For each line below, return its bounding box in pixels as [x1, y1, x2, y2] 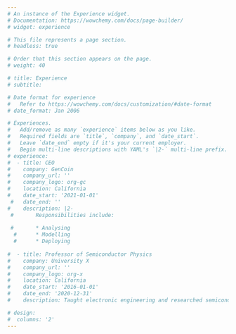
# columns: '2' [7, 316, 55, 323]
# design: [7, 309, 37, 316]
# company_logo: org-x [7, 271, 83, 278]
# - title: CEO [7, 159, 55, 166]
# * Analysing [10, 225, 71, 232]
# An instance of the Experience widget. [7, 10, 131, 18]
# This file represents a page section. [7, 36, 128, 43]
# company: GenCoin [7, 166, 74, 173]
